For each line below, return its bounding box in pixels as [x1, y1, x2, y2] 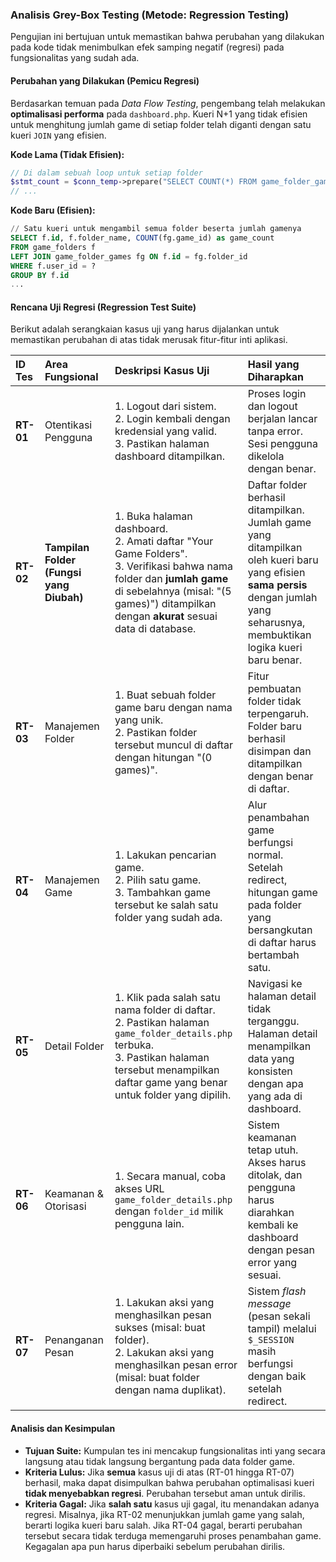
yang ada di [247, 1089, 303, 1103]
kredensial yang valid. [114, 424, 218, 438]
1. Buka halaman [114, 509, 193, 523]
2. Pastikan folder [114, 726, 198, 740]
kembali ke [247, 1218, 299, 1232]
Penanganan [44, 1333, 104, 1347]
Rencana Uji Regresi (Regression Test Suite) [10, 301, 197, 313]
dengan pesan [247, 1243, 315, 1257]
